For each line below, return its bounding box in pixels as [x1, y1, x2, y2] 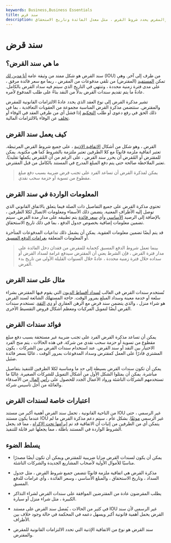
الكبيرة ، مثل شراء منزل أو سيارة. [13, 496, 77, 502]
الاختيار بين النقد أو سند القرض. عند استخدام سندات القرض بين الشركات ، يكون [6, 345, 155, 351]
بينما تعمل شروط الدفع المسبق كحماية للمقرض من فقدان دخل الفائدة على [18, 245, 159, 250]
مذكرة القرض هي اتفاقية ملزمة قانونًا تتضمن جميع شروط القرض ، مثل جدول [13, 470, 157, 476]
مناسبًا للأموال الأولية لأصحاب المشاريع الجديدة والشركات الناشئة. [13, 460, 135, 466]
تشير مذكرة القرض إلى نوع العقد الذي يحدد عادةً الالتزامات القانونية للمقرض [6, 99, 148, 105]
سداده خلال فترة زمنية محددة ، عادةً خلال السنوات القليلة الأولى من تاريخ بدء [18, 255, 162, 262]
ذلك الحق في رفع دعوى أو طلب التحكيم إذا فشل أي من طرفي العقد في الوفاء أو [6, 110, 157, 116]
